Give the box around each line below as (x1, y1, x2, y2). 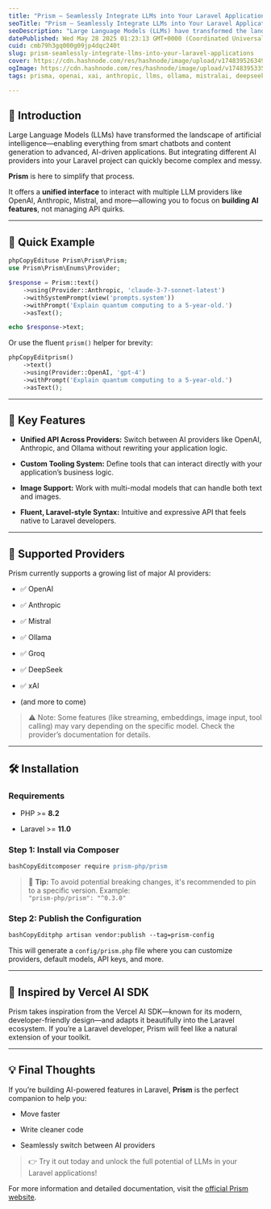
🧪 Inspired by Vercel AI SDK (8, 985, 149, 999)
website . (8, 1192, 37, 1202)
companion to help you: (8, 1093, 87, 1102)
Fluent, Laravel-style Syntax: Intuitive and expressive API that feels (19, 508, 247, 517)
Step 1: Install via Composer (8, 844, 119, 856)
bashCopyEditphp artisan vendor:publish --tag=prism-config (8, 931, 215, 939)
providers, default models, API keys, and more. (8, 954, 164, 964)
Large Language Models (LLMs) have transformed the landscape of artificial (8, 130, 262, 140)
